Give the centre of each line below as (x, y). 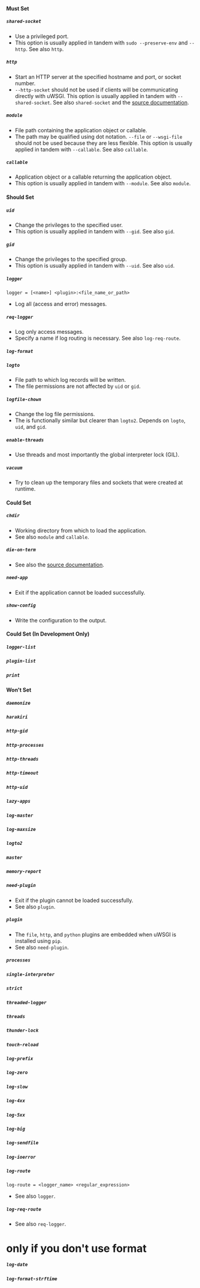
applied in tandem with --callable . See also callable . (81, 149)
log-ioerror (21, 1157)
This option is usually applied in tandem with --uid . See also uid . (95, 265)
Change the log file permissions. (55, 414)
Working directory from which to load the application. (81, 530)
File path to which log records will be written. (70, 380)
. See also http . (45, 49)
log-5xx (16, 1115)
